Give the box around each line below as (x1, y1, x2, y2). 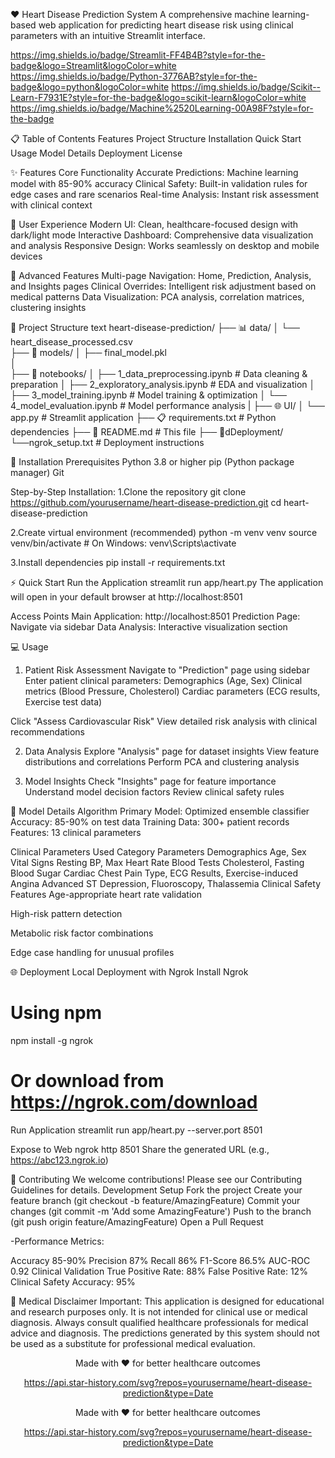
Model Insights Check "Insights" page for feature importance (24, 775, 277, 787)
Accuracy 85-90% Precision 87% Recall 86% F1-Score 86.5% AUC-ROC (10, 1254, 311, 1266)
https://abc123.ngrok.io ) (10, 1154, 109, 1166)
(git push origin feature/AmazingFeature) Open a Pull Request (10, 1215, 264, 1228)
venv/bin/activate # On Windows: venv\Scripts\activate (10, 537, 237, 549)
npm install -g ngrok (10, 1034, 94, 1046)
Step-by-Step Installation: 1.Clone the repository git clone (10, 486, 247, 498)
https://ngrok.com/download (10, 1091, 258, 1114)
